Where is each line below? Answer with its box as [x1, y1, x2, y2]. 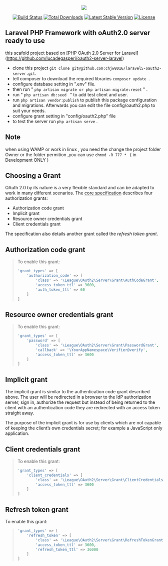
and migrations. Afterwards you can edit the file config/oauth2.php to [12, 102, 155, 108]
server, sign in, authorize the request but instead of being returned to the [5, 399, 155, 405]
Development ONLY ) [5, 157, 49, 163]
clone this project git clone [12, 65, 70, 71]
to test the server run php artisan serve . [12, 118, 98, 124]
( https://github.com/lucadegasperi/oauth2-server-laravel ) [5, 55, 124, 61]
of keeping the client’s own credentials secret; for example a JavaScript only [5, 425, 162, 431]
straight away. [5, 410, 34, 416]
